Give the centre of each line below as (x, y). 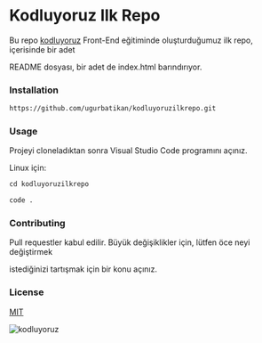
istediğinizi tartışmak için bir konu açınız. (83, 269)
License (27, 292)
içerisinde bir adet (42, 49)
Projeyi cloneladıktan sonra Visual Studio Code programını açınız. (128, 151)
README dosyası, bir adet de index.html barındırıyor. (106, 67)
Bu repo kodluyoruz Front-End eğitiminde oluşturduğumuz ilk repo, (131, 40)
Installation (34, 90)
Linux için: (28, 168)
